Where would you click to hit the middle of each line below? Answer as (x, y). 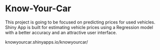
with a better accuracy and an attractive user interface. (61, 32)
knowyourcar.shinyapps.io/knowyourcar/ (47, 42)
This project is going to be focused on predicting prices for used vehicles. (80, 22)
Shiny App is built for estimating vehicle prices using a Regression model (79, 27)
